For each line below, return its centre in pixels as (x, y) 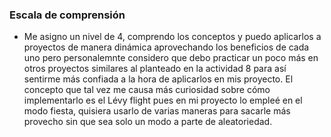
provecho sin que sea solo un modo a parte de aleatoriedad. (148, 122)
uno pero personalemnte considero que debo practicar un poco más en (171, 58)
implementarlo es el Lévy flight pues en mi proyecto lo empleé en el (163, 100)
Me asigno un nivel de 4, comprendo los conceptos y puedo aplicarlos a (172, 37)
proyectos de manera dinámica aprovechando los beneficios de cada (166, 47)
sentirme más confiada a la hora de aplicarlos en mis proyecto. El (158, 79)
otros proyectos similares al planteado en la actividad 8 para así (155, 69)
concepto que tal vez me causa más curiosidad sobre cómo (147, 90)
